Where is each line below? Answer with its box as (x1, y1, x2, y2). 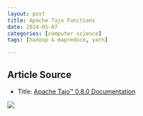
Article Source (7, 68, 72, 81)
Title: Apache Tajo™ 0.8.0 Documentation (17, 87, 136, 96)
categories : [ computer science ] (7, 30, 102, 37)
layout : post (7, 10, 46, 18)
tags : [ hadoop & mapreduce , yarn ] (7, 37, 109, 44)
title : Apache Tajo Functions (7, 17, 96, 24)
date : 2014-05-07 (7, 23, 58, 30)
